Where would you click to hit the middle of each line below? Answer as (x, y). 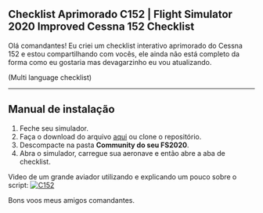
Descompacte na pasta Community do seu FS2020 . (104, 145)
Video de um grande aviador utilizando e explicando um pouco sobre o (122, 176)
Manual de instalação (61, 109)
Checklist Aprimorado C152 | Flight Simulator (121, 14)
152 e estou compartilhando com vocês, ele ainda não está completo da (124, 54)
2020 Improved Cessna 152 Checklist (101, 27)
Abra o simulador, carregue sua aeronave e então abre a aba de (122, 153)
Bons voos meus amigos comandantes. (72, 200)
